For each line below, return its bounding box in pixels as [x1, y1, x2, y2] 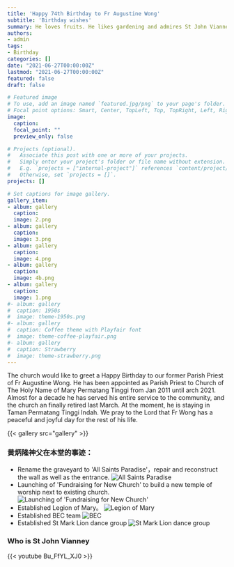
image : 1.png [13, 294, 52, 301]
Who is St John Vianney [7, 536, 90, 545]
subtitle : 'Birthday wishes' [7, 17, 92, 24]
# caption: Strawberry [7, 345, 77, 352]
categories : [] [7, 56, 52, 63]
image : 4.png [13, 255, 52, 262]
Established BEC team [17, 511, 81, 520]
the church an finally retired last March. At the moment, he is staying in [7, 401, 210, 410]
